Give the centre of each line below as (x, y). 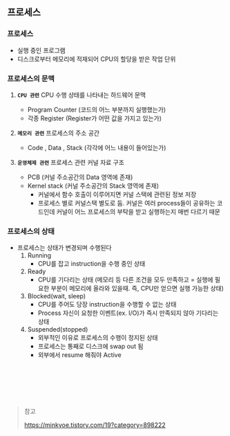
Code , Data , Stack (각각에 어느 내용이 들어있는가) (97, 147)
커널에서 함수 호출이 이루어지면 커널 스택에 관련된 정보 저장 (117, 194)
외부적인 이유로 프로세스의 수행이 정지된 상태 (98, 338)
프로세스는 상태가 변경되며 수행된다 (64, 248)
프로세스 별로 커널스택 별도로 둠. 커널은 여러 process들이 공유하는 (126, 203)
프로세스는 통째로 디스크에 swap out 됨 (90, 346)
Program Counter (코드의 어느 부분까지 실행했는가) (97, 109)
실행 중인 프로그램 (41, 50)
